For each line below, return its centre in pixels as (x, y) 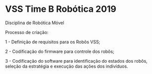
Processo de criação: (27, 32)
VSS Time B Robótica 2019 (61, 9)
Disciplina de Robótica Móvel (35, 23)
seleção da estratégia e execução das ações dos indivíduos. (67, 66)
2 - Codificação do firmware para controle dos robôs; (60, 51)
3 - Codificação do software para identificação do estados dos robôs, (76, 61)
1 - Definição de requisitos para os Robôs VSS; (53, 42)
